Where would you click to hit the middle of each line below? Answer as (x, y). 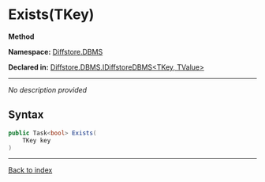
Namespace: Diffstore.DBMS (56, 51)
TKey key (37, 140)
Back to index (30, 170)
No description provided (48, 89)
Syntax (26, 115)
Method (21, 36)
